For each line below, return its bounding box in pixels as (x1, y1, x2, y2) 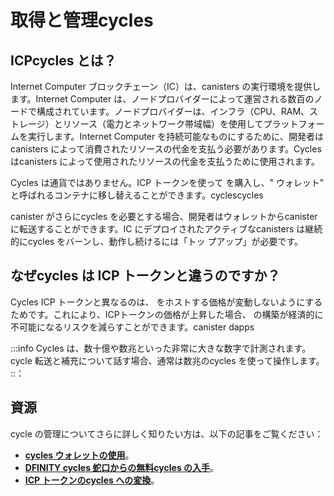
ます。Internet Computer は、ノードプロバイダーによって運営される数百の (10, 93, 315, 105)
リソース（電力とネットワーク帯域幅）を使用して (62, 118, 264, 130)
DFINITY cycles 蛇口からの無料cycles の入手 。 (24, 461, 220, 473)
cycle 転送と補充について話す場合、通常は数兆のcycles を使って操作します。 (10, 354, 325, 366)
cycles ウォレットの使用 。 (24, 449, 135, 461)
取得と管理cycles (10, 9, 154, 32)
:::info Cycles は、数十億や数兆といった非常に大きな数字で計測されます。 (10, 342, 312, 354)
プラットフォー (263, 118, 325, 130)
